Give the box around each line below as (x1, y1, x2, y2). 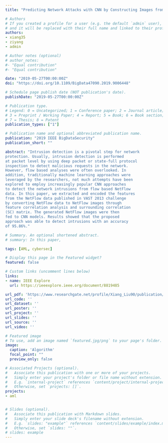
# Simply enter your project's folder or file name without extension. (5, 375, 162, 380)
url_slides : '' (5, 315, 37, 320)
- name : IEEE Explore (5, 278, 50, 283)
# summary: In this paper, (5, 237, 61, 242)
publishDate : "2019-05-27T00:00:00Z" (5, 94, 84, 99)
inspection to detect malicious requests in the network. (5, 163, 128, 168)
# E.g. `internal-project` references (5, 380, 91, 385)
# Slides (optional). (5, 407, 50, 412)
